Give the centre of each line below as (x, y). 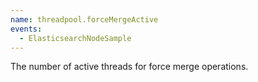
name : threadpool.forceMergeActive (84, 19)
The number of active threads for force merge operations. (129, 67)
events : (26, 29)
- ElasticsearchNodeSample (75, 38)
